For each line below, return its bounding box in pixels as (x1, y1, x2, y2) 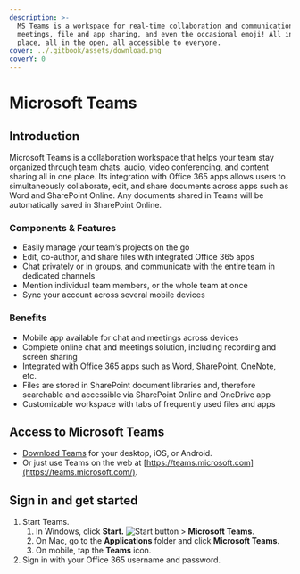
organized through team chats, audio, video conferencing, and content (9, 162, 270, 172)
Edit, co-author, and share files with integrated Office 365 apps (21, 252, 254, 262)
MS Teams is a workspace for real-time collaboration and (17, 21, 238, 30)
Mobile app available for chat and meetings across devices (21, 332, 239, 343)
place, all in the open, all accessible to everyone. (17, 37, 221, 47)
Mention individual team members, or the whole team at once (21, 280, 248, 291)
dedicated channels (21, 270, 96, 281)
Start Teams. (21, 517, 70, 528)
